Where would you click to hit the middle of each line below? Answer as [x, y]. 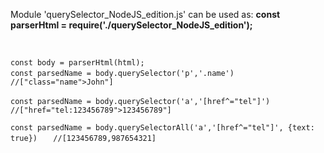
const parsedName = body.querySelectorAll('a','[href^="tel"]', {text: [162, 128]
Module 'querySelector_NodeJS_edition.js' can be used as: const [145, 14]
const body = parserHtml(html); [77, 63]
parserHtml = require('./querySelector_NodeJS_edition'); [131, 25]
